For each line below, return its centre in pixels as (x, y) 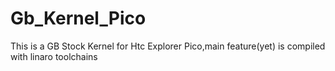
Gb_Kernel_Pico (78, 18)
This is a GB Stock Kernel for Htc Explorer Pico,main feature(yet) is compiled (168, 46)
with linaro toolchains (54, 56)
